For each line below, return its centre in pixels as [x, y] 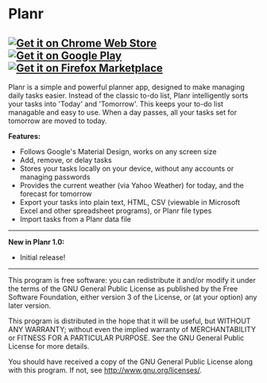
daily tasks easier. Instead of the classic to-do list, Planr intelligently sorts [128, 95]
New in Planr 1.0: [37, 242]
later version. [30, 306]
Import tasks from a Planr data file [75, 219]
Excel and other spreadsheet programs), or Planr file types [116, 211]
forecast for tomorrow [56, 194]
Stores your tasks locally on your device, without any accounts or [127, 168]
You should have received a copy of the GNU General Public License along [130, 362]
